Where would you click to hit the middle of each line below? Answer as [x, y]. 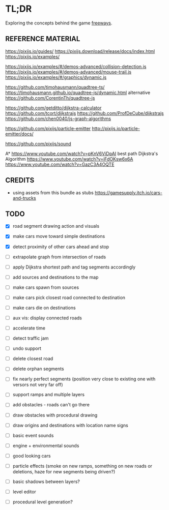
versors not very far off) [38, 385]
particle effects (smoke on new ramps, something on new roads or [82, 466]
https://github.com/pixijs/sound [38, 143]
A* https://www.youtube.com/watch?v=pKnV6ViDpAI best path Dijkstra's [82, 154]
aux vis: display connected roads [47, 318]
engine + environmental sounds [46, 445]
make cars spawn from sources [46, 287]
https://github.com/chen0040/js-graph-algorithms [58, 118]
